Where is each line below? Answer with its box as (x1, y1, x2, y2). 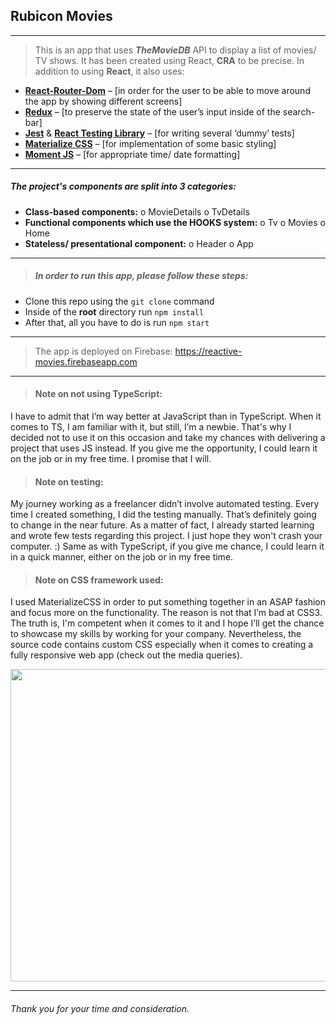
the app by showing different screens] (24, 95, 183, 107)
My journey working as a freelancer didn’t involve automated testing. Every (10, 498, 320, 510)
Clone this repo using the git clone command (24, 295, 215, 307)
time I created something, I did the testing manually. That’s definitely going (10, 509, 317, 521)
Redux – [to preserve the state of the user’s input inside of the (24, 105, 281, 118)
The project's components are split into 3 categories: (10, 180, 237, 193)
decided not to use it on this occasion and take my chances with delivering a (10, 431, 326, 443)
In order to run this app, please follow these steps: (34, 270, 249, 282)
